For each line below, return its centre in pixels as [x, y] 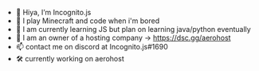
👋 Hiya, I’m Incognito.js [53, 12]
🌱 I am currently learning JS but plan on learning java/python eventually [133, 29]
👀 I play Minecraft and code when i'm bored [88, 21]
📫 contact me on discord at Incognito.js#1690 [92, 47]
